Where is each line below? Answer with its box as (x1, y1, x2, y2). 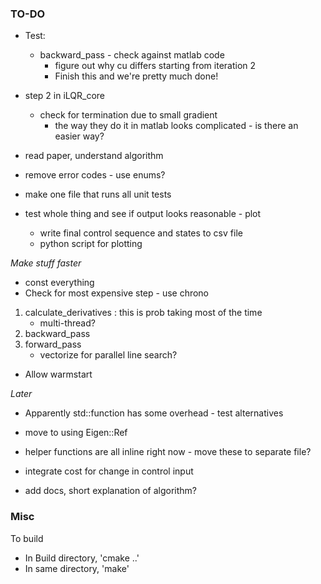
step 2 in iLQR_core (24, 90, 105, 102)
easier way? (54, 130, 105, 142)
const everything (24, 277, 95, 289)
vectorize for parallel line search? (39, 349, 178, 361)
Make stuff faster (10, 257, 82, 269)
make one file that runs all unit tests (24, 188, 172, 201)
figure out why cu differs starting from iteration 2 (54, 60, 257, 72)
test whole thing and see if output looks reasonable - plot (24, 208, 262, 220)
